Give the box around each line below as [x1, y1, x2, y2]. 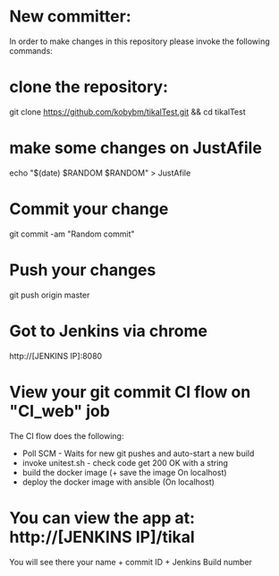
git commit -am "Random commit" [9, 228, 135, 239]
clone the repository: [9, 77, 168, 98]
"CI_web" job [9, 400, 110, 421]
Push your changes [9, 260, 156, 279]
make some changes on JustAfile [9, 138, 262, 159]
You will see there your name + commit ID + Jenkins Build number [9, 556, 253, 567]
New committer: [9, 6, 131, 27]
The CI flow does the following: [9, 430, 124, 441]
